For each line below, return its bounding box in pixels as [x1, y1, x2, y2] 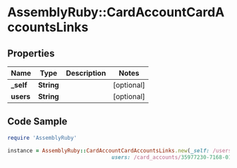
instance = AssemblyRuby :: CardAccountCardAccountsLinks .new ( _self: [7, 147, 210, 154]
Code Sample [7, 116, 68, 128]
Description [66, 68, 107, 78]
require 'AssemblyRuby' [7, 134, 78, 141]
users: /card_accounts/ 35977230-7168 [111, 153, 222, 161]
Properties [7, 47, 55, 59]
